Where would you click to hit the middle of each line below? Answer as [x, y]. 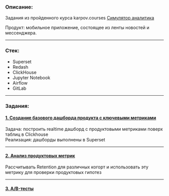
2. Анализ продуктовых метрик [40, 156]
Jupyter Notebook [31, 77]
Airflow [20, 83]
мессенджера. [21, 33]
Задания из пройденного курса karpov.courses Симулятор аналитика [80, 18]
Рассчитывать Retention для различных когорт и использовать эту [77, 167]
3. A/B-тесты [20, 188]
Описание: [19, 7]
